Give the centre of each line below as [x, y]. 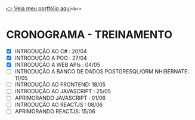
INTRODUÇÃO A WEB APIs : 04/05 [57, 65]
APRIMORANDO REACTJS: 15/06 [55, 112]
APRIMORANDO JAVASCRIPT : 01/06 [60, 98]
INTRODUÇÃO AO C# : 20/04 [51, 51]
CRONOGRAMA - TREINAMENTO [89, 35]
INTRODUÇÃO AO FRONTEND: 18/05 [60, 85]
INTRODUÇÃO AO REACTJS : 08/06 [59, 105]
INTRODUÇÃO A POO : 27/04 [51, 58]
